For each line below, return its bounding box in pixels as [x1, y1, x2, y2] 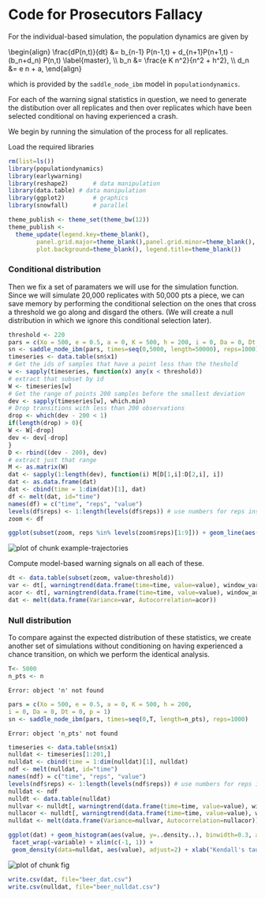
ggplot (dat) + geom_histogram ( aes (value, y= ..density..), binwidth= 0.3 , [8, 831, 252, 840]
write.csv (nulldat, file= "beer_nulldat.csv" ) [8, 882, 160, 891]
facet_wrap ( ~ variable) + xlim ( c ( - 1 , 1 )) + [11, 839, 154, 847]
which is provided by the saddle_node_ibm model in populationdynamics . [8, 79, 241, 89]
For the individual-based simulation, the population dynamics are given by [8, 32, 248, 41]
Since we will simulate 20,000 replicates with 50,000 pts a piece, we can [8, 290, 244, 300]
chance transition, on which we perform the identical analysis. [8, 650, 211, 659]
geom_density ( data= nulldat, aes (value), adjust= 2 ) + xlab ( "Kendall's [11, 845, 245, 854]
